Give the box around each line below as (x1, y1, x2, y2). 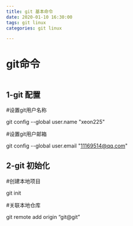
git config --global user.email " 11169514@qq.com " (6, 142, 128, 149)
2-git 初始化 (6, 161, 50, 171)
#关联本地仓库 (6, 201, 41, 208)
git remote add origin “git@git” (6, 213, 80, 220)
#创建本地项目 (6, 178, 41, 185)
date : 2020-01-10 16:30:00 (6, 14, 73, 20)
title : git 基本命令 (6, 8, 53, 15)
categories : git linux (6, 25, 62, 31)
